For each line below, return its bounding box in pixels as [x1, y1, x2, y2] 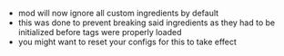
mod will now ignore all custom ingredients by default [17, 8, 219, 18]
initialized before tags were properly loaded [17, 27, 182, 37]
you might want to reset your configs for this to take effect [17, 36, 237, 47]
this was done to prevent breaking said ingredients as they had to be [17, 17, 276, 28]
